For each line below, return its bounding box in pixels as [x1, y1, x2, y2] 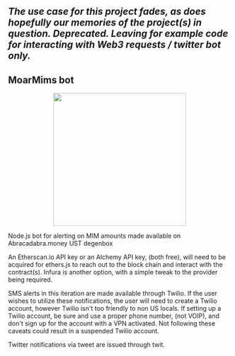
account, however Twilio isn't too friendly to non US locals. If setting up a [8, 304, 222, 313]
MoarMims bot [8, 74, 74, 86]
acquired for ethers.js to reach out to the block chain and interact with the [8, 260, 223, 269]
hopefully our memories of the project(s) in [8, 17, 202, 29]
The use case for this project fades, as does [8, 6, 206, 18]
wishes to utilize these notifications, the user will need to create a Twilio [8, 297, 218, 305]
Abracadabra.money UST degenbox [8, 239, 113, 248]
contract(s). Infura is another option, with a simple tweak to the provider [8, 268, 218, 277]
